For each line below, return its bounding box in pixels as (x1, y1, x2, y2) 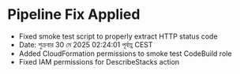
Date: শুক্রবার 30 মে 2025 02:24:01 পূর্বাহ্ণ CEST (18, 39, 153, 49)
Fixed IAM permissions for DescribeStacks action (18, 57, 180, 66)
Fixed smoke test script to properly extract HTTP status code (18, 31, 218, 41)
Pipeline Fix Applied (7, 6, 141, 24)
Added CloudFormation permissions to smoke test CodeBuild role (18, 49, 232, 58)
